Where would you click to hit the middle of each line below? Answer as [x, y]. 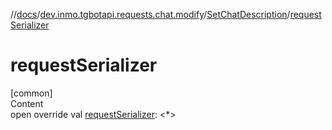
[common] [31, 93]
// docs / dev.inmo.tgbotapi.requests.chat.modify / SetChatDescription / [150, 14]
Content [27, 103]
